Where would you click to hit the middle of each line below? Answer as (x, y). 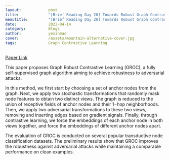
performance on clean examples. (40, 152)
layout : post (31, 10)
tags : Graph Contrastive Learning (56, 43)
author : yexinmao (36, 34)
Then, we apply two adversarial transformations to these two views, (76, 109)
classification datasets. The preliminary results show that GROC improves (82, 141)
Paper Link (16, 57)
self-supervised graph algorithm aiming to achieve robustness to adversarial (85, 73)
